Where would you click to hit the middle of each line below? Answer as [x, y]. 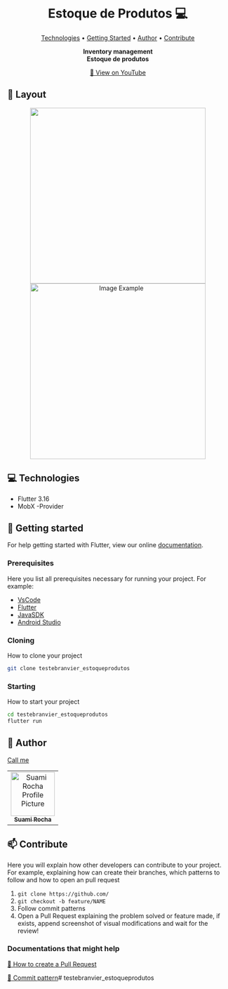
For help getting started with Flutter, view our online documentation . [105, 545]
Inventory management [118, 51]
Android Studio [39, 622]
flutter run [25, 721]
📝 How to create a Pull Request [52, 964]
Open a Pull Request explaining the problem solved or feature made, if [119, 916]
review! [28, 931]
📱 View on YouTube [118, 72]
